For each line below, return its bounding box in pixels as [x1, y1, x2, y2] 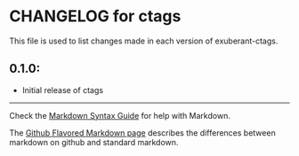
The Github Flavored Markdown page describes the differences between [9, 127, 276, 138]
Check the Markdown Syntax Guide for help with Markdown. [9, 110, 231, 121]
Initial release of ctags [21, 84, 104, 95]
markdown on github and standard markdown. [9, 136, 179, 147]
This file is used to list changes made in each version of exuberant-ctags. [9, 35, 279, 46]
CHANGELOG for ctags [9, 6, 182, 27]
